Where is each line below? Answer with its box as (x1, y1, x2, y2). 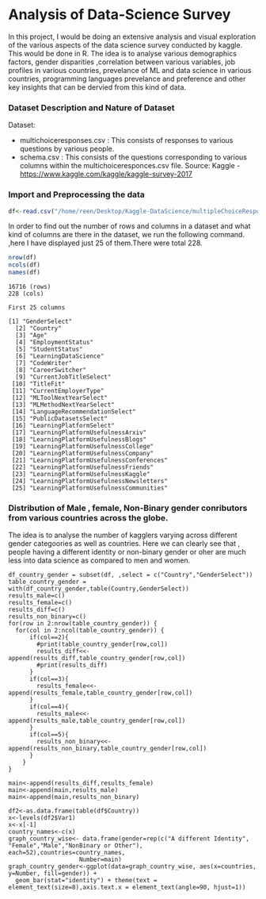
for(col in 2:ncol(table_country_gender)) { (15, 627, 165, 635)
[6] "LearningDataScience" (15, 352, 104, 360)
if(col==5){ (28, 731, 69, 739)
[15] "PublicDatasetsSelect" (11, 415, 108, 423)
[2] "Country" (15, 325, 62, 332)
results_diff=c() (8, 605, 66, 614)
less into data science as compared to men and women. (8, 555, 191, 565)
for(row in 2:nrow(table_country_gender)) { (8, 620, 158, 628)
